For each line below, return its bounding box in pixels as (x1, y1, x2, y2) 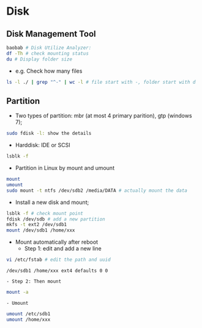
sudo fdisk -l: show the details (6, 130, 92, 137)
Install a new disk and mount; (15, 199, 89, 206)
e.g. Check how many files (15, 67, 83, 75)
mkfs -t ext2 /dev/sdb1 (6, 222, 67, 228)
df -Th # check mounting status (6, 50, 89, 56)
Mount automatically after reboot (15, 238, 99, 246)
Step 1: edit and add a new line (24, 245, 102, 252)
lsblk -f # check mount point (6, 210, 84, 216)
